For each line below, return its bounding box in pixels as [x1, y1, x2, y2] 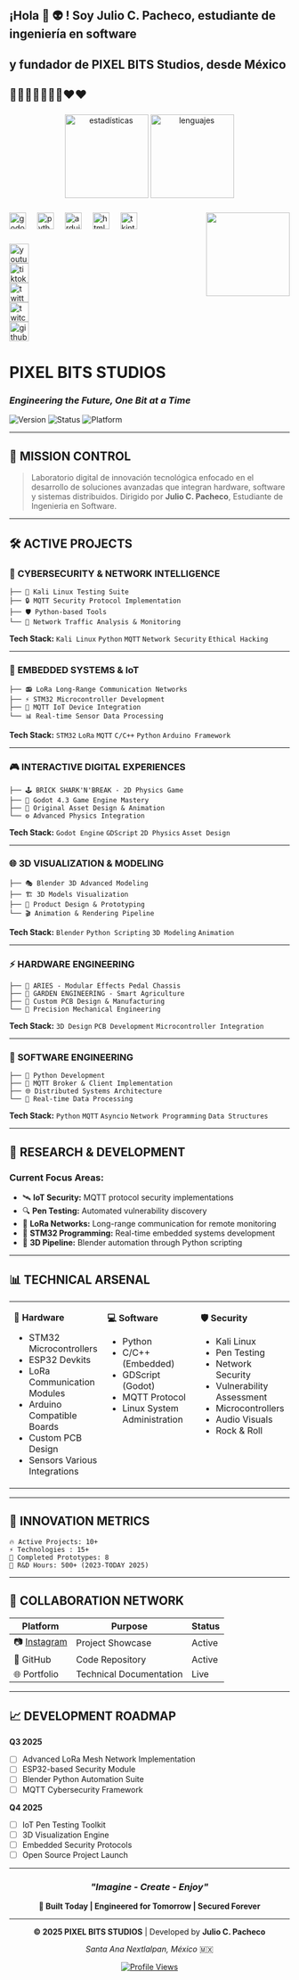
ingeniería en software [9, 27, 137, 42]
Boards [28, 1420, 60, 1433]
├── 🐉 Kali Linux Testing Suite [9, 587, 129, 596]
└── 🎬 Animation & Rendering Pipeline [9, 908, 155, 917]
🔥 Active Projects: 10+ [9, 1537, 99, 1546]
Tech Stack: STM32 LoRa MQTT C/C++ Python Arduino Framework [9, 730, 231, 741]
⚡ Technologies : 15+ [9, 1545, 90, 1554]
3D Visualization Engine [21, 1829, 109, 1840]
